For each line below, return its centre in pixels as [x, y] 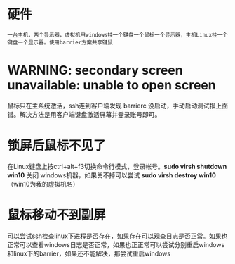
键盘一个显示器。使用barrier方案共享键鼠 [60, 42]
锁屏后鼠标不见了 [57, 146]
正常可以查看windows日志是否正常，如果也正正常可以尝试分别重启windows [116, 244]
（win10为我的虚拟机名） [43, 184]
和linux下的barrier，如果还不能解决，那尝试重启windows [89, 253]
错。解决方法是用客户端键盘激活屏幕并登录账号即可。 [84, 114]
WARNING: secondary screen [95, 70]
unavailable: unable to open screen [112, 86]
